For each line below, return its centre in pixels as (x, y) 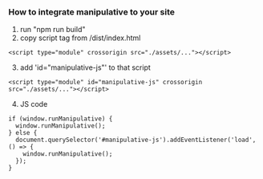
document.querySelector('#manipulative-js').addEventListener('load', (136, 140)
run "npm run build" (53, 30)
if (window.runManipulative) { (61, 119)
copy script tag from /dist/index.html (80, 38)
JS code (34, 104)
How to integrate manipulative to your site (91, 12)
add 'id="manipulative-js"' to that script (85, 67)
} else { (23, 133)
